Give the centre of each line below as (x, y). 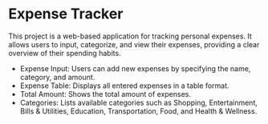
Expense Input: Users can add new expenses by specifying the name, (135, 68)
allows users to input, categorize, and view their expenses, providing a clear (134, 44)
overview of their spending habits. (65, 53)
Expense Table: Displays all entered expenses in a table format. (125, 86)
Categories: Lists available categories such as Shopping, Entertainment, (139, 102)
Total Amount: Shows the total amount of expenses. (105, 94)
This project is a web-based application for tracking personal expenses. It (130, 36)
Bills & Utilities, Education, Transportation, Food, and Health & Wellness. (138, 111)
